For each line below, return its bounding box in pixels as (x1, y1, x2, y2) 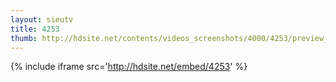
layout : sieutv (10, 14, 74, 25)
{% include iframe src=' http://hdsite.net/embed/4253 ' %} (10, 61, 248, 73)
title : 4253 (10, 24, 60, 34)
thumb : (10, 33, 38, 43)
